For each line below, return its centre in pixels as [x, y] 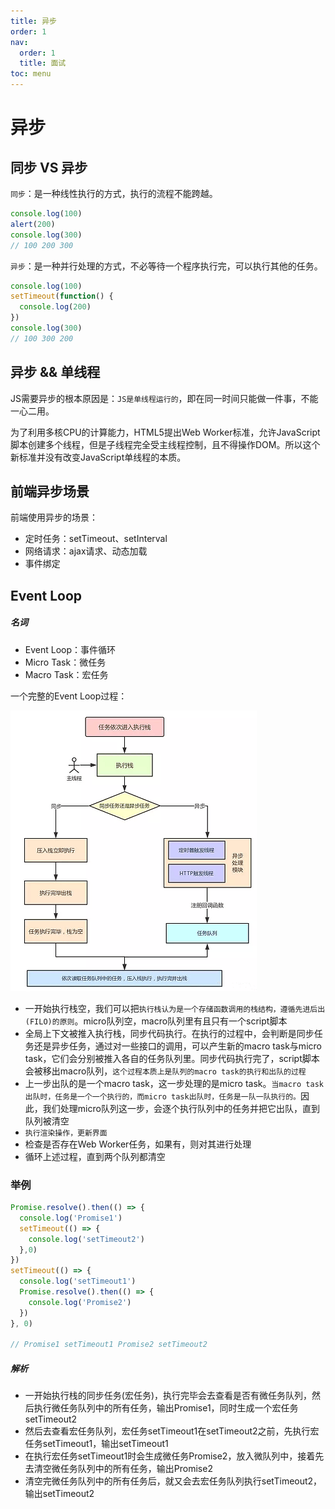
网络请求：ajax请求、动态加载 [86, 551]
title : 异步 [33, 21]
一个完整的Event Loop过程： [69, 696]
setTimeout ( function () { [62, 296]
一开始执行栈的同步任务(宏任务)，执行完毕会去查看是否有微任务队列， [168, 1396]
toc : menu [31, 74]
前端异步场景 [50, 491]
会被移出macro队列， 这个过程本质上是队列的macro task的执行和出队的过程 [165, 1071]
